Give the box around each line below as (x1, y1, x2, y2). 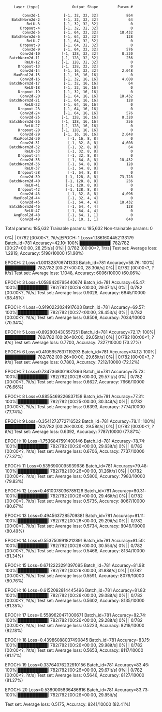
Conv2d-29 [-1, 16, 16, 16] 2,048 (20, 132, 133, 137)
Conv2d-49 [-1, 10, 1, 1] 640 (20, 217, 133, 222)
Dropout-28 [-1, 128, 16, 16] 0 (17, 128, 133, 132)
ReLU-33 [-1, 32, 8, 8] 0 (24, 149, 133, 154)
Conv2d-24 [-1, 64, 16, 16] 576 (20, 111, 133, 116)
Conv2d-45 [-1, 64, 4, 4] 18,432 (20, 200, 133, 205)
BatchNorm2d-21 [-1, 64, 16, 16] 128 (9, 98, 133, 103)
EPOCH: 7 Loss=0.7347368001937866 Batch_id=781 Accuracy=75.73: (5, 369, 145, 374)
